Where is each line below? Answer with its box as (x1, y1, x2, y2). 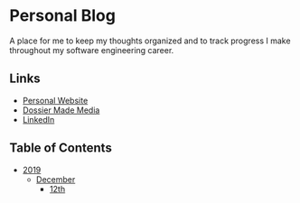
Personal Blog (9, 5, 116, 26)
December (35, 173, 76, 185)
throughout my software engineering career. (9, 44, 174, 55)
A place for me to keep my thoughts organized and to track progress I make (9, 35, 291, 46)
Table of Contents (9, 141, 113, 156)
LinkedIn (22, 114, 55, 125)
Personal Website (22, 95, 89, 106)
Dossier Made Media (22, 105, 100, 115)
